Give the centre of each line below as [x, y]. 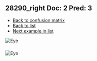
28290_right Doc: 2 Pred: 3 [49, 8]
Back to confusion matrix [38, 20]
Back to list [24, 25]
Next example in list [33, 31]
